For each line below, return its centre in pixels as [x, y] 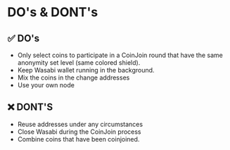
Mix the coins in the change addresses [74, 77]
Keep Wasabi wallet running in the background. [86, 70]
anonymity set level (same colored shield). [79, 63]
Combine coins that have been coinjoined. [78, 139]
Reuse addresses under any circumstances [80, 124]
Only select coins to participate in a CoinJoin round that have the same [120, 55]
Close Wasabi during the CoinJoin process [79, 132]
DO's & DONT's [53, 12]
